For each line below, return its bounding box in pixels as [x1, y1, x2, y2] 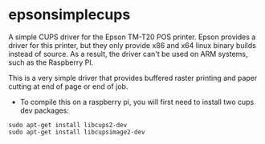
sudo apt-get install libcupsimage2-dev [8, 128, 146, 136]
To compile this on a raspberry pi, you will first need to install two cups [19, 97, 255, 106]
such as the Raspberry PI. [8, 58, 94, 67]
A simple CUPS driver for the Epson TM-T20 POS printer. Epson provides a [8, 32, 256, 42]
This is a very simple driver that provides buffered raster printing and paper [8, 73, 258, 82]
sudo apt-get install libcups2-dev [8, 121, 128, 129]
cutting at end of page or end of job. [8, 82, 128, 91]
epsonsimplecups [8, 6, 131, 24]
